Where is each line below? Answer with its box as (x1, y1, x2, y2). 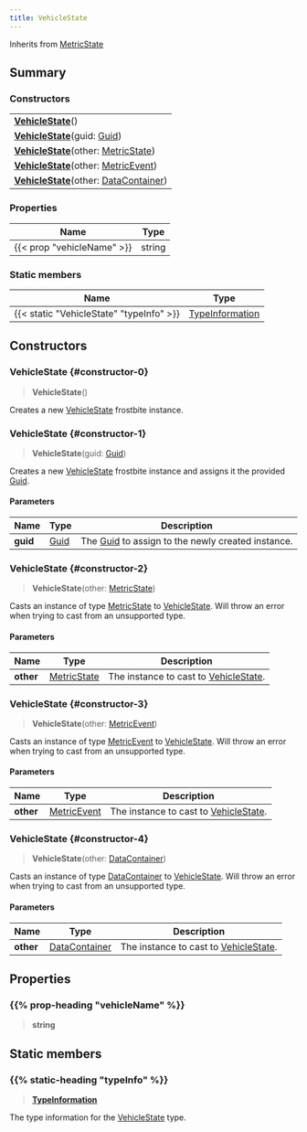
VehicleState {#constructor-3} (9, 697, 149, 710)
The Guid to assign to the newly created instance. (80, 535, 293, 548)
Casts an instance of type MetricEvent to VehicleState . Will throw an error (9, 735, 287, 746)
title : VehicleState (9, 13, 89, 23)
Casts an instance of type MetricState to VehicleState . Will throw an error (9, 601, 285, 612)
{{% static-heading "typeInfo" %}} (9, 1073, 169, 1086)
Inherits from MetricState (9, 38, 104, 49)
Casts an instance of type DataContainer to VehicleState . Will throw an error (9, 870, 296, 882)
